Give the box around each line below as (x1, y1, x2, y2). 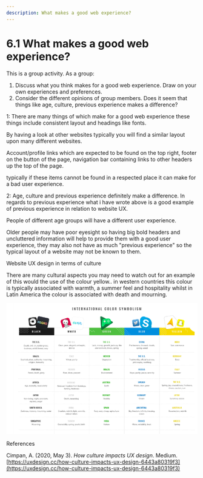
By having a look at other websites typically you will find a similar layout (6, 131, 185, 138)
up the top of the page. (6, 162, 64, 169)
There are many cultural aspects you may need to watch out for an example (6, 271, 195, 279)
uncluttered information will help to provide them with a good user (6, 234, 171, 242)
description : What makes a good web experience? (6, 10, 131, 16)
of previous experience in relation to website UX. (6, 205, 128, 212)
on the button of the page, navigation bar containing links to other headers (6, 155, 193, 163)
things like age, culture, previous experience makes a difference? (15, 101, 178, 108)
